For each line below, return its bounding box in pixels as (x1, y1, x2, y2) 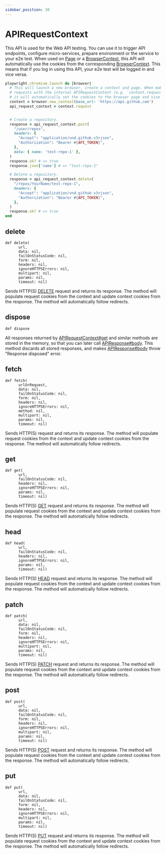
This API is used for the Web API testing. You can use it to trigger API (5, 45, 146, 51)
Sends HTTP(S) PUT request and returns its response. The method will (5, 833, 149, 839)
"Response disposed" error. (5, 350, 62, 357)
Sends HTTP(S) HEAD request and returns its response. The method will (5, 576, 153, 582)
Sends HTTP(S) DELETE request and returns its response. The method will (5, 288, 157, 294)
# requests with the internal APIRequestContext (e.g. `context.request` (9, 90, 165, 95)
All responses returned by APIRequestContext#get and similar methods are (5, 335, 158, 341)
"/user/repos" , (14, 126, 45, 131)
